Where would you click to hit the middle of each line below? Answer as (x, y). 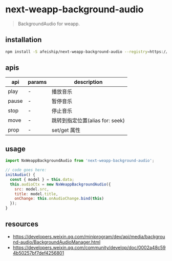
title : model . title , (36, 194)
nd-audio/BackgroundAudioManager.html (57, 242)
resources (22, 224)
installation (24, 40)
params (37, 82)
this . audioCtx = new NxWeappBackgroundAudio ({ (60, 184)
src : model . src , (32, 189)
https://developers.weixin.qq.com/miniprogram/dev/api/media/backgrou (89, 236)
